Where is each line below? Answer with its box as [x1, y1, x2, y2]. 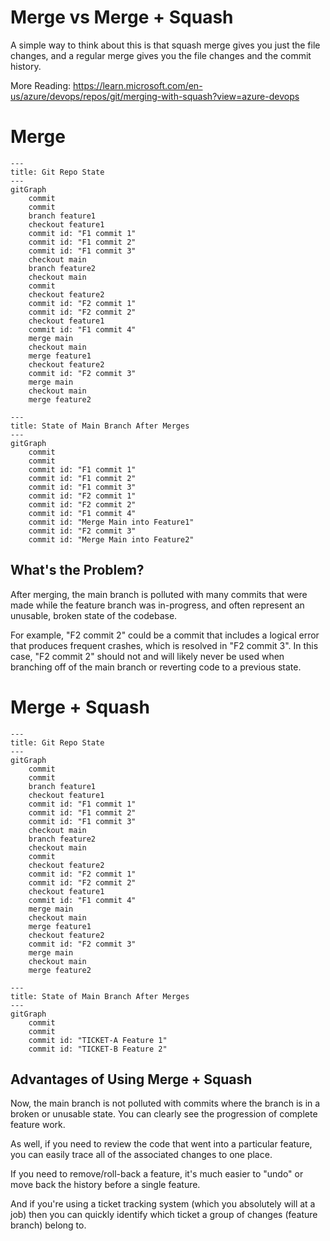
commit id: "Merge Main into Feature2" [28, 534, 195, 545]
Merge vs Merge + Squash [10, 6, 234, 29]
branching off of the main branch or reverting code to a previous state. [10, 661, 302, 673]
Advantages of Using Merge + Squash [10, 1071, 253, 1088]
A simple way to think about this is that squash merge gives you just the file [10, 39, 321, 51]
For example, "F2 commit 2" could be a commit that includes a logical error [10, 629, 320, 641]
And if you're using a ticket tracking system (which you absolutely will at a [10, 1198, 316, 1210]
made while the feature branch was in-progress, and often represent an [10, 599, 305, 611]
